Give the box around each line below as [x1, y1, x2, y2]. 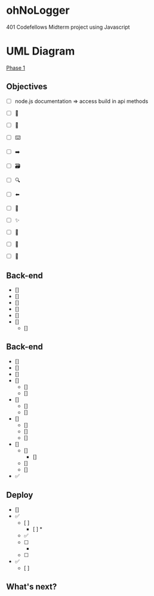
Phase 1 [6, 64, 26, 71]
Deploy [6, 490, 33, 500]
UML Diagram [6, 44, 75, 58]
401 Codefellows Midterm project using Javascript [6, 23, 130, 31]
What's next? [6, 582, 57, 592]
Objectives [6, 81, 48, 92]
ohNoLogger [6, 4, 70, 17]
